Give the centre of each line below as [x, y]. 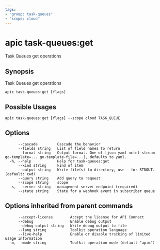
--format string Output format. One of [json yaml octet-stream [86, 153]
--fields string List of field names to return [69, 148]
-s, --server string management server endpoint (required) [73, 187]
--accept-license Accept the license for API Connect [81, 217]
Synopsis [19, 71]
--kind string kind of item [50, 165]
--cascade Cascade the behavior [59, 144]
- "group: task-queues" [29, 14]
